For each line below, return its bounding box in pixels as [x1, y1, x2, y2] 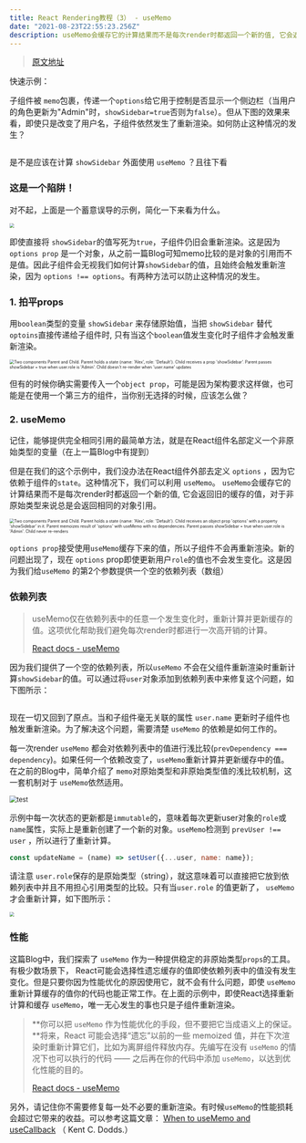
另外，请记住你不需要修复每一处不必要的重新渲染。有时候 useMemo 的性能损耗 [9, 1101, 294, 1112]
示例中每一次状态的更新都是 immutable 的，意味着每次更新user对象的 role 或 [9, 812, 287, 823]
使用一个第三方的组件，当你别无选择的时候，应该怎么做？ [33, 390, 249, 400]
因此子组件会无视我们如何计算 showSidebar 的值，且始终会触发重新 [33, 259, 278, 270]
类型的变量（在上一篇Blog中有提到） [16, 446, 155, 457]
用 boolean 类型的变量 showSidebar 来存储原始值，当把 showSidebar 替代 [9, 317, 273, 328]
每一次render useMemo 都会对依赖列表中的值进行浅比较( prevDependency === [9, 743, 288, 753]
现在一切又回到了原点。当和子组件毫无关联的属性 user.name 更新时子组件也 [9, 712, 291, 722]
